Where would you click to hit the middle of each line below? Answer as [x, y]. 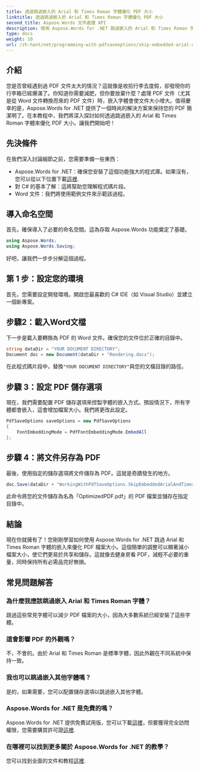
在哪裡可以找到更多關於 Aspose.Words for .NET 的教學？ [88, 747]
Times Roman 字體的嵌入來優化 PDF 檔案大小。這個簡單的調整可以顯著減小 [97, 547]
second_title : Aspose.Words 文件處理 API [56, 23]
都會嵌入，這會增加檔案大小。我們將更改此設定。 [71, 410]
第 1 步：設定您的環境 [45, 279]
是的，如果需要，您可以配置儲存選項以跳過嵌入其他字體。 [76, 692]
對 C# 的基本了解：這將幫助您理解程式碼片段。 [72, 186]
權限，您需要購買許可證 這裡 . [41, 730]
